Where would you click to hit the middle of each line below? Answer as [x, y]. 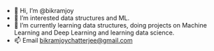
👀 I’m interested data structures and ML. [72, 18]
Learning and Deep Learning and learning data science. [94, 32]
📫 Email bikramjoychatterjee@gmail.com [73, 40]
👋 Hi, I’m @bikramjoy [44, 11]
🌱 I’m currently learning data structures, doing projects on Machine [110, 25]
